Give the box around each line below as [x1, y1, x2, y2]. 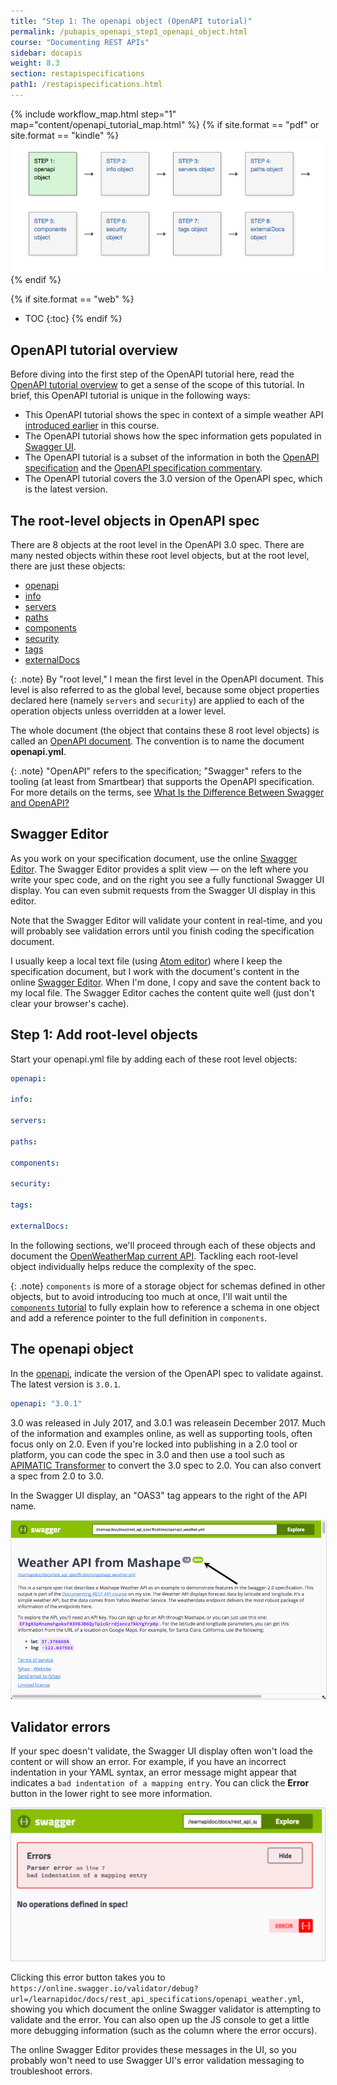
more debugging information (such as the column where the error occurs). [10, 2024, 318, 2036]
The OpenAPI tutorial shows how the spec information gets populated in [24, 430, 322, 442]
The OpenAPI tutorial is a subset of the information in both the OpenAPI [24, 451, 320, 464]
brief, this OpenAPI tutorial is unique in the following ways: [10, 390, 251, 402]
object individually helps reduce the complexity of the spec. [10, 1260, 257, 1272]
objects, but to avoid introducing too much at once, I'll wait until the [10, 1290, 288, 1302]
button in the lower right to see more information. [10, 1788, 213, 1800]
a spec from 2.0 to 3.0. [10, 1470, 104, 1482]
